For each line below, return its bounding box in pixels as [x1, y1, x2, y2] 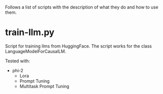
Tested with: [5, 58, 31, 64]
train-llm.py [5, 27, 55, 38]
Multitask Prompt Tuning [19, 83, 70, 89]
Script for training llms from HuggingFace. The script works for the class [5, 43, 152, 49]
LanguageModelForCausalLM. [5, 48, 66, 54]
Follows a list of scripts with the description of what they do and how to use [5, 4, 159, 10]
